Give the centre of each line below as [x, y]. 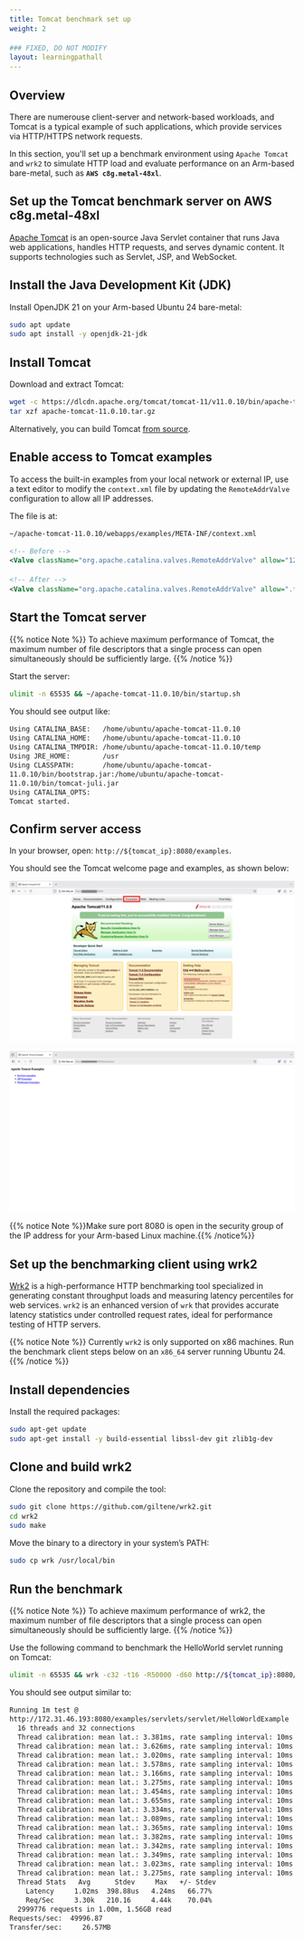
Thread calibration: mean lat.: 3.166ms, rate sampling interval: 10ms [156, 1773]
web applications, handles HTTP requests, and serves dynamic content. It [147, 247]
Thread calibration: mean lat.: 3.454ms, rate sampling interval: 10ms [156, 1791]
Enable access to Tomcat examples [111, 457]
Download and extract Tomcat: [67, 384]
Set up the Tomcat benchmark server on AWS [141, 202]
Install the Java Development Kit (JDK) [121, 285]
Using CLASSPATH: [42, 765]
